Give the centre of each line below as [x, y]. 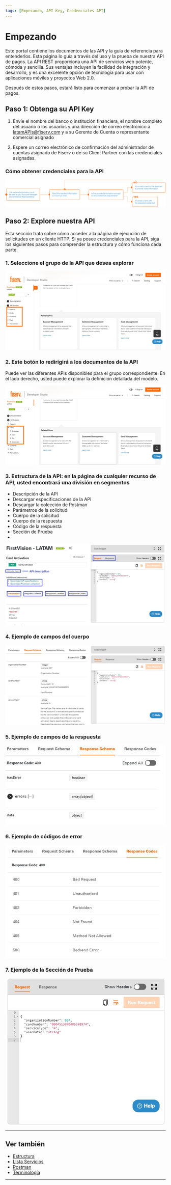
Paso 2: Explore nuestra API [50, 221]
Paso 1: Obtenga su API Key [50, 109]
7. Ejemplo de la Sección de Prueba [49, 970]
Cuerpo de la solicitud [36, 515]
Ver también [25, 1144]
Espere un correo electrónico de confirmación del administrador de [83, 147]
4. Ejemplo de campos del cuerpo [47, 637]
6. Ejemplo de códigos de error [44, 837]
